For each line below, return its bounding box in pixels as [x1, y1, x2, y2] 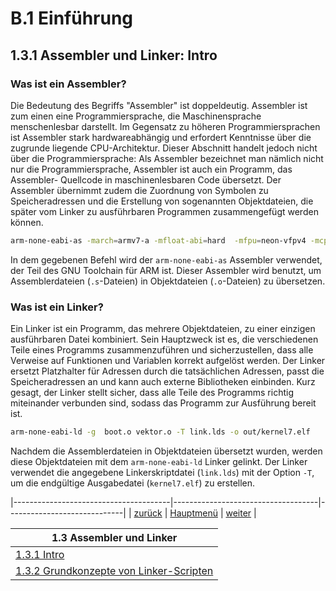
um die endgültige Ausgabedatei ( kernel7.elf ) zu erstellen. [10, 477, 256, 489]
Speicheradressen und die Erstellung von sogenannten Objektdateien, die [10, 195, 314, 207]
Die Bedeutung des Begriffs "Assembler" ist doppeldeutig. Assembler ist [10, 99, 308, 111]
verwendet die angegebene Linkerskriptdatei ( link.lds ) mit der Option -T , [10, 466, 315, 478]
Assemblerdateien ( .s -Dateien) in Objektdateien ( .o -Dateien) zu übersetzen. [10, 275, 326, 287]
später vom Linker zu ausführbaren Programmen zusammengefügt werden [10, 205, 319, 217]
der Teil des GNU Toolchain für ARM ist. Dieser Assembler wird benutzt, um [10, 264, 322, 276]
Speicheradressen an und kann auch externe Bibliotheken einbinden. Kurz [10, 376, 316, 388]
